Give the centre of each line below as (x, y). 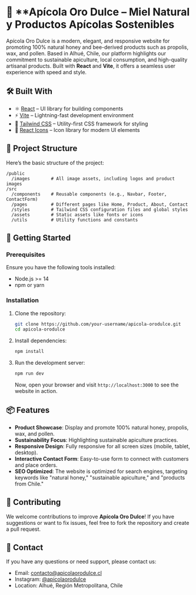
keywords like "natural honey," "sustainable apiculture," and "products (100, 477)
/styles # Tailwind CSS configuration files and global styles (100, 209)
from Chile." (29, 484)
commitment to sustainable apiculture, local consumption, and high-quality (97, 59)
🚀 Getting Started (39, 238)
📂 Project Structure (42, 149)
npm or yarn (29, 285)
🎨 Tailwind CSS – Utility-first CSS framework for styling (81, 124)
